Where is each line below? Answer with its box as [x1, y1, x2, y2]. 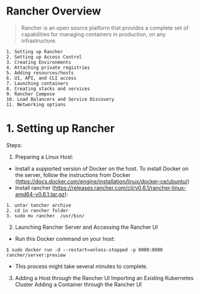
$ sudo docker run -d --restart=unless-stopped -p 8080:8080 [6, 246, 163, 253]
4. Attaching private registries [6, 65, 90, 71]
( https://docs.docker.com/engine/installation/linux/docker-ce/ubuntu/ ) [14, 177, 190, 185]
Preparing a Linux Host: [14, 153, 74, 161]
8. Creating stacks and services [6, 86, 90, 92]
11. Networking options [6, 101, 66, 107]
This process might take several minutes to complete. [14, 263, 148, 270]
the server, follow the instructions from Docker [14, 171, 131, 179]
